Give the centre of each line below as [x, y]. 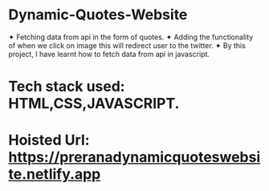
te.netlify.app [55, 175]
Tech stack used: [67, 87]
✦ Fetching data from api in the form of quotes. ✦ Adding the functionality [131, 37]
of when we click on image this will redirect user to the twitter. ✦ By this [127, 45]
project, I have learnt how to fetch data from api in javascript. [109, 54]
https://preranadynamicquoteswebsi [134, 157]
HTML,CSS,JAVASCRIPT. [94, 104]
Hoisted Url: [49, 140]
